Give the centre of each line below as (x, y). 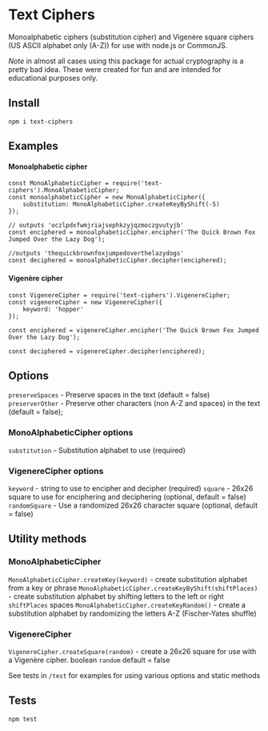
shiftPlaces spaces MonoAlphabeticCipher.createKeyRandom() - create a (127, 604)
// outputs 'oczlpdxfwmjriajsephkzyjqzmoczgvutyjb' (96, 226)
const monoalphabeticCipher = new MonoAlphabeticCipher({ (107, 198)
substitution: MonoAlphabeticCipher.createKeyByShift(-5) (121, 205)
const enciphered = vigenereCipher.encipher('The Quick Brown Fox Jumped (134, 330)
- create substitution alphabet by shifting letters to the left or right (116, 596)
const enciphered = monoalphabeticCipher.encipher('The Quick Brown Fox (132, 233)
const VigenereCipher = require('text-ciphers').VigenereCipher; (119, 295)
